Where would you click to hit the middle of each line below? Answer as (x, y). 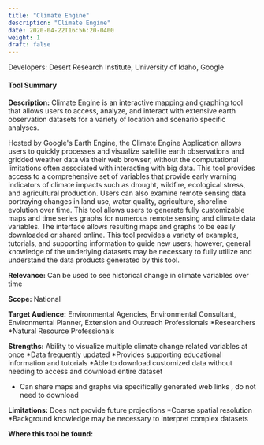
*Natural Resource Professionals (61, 331)
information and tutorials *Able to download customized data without (120, 363)
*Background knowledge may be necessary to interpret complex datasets (128, 419)
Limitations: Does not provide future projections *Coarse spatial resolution (130, 410)
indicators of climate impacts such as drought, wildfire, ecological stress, (127, 185)
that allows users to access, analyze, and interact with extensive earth (122, 111)
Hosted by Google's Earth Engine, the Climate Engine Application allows (125, 143)
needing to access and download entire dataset (86, 372)
